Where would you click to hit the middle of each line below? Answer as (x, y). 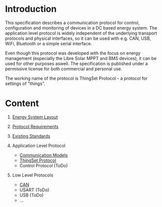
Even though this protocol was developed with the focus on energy (73, 53)
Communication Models (43, 155)
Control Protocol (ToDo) (43, 165)
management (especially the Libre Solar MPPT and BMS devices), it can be (81, 58)
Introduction (31, 9)
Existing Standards (31, 136)
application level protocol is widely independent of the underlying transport (81, 33)
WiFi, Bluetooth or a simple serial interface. (49, 43)
